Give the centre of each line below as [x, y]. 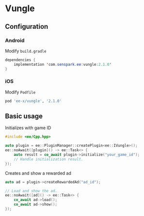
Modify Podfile [20, 92]
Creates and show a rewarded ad [38, 173]
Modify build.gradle [26, 51]
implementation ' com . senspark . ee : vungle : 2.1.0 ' [63, 64]
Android [15, 40]
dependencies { [20, 60]
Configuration [27, 27]
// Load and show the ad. [31, 191]
